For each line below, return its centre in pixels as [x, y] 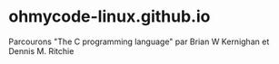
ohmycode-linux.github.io [110, 17]
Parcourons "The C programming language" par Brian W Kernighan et [139, 41]
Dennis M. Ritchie [41, 50]
